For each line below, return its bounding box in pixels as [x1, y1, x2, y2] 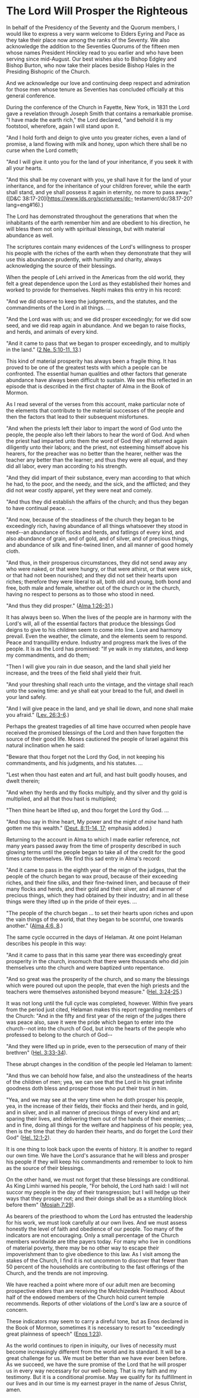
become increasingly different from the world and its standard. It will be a [6, 1348, 186, 1355]
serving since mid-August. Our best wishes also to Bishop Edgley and [6, 55, 177, 62]
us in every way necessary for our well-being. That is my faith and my [6, 1367, 177, 1374]
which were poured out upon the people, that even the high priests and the [6, 982, 189, 989]
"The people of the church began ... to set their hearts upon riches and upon [6, 909, 194, 916]
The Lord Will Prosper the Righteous [6, 4, 188, 18]
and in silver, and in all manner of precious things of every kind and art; [6, 1109, 180, 1116]
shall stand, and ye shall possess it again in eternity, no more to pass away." [6, 188, 192, 195]
